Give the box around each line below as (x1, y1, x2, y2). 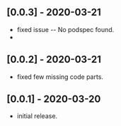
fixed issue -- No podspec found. (16, 25, 115, 33)
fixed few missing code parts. (16, 72, 104, 81)
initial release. (16, 112, 58, 120)
